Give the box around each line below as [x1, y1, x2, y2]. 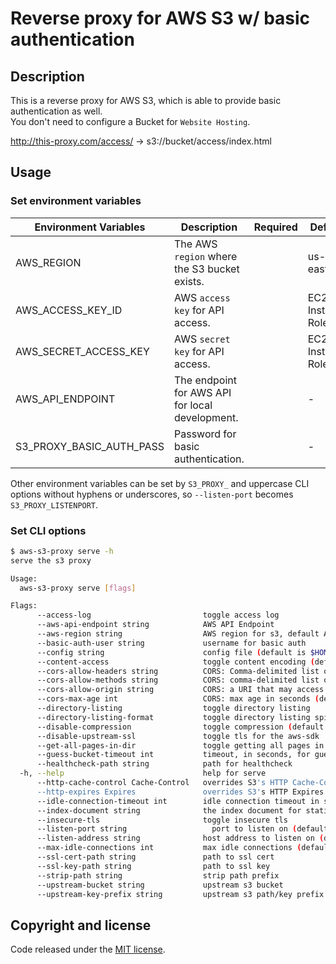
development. [174, 410, 239, 424]
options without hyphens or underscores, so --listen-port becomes [10, 488, 294, 500]
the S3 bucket [174, 262, 240, 276]
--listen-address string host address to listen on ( [36, 833, 325, 844]
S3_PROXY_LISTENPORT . [10, 498, 99, 511]
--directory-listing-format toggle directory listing [36, 712, 311, 722]
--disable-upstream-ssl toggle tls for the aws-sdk [36, 731, 320, 741]
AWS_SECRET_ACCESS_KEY [15, 344, 150, 358]
